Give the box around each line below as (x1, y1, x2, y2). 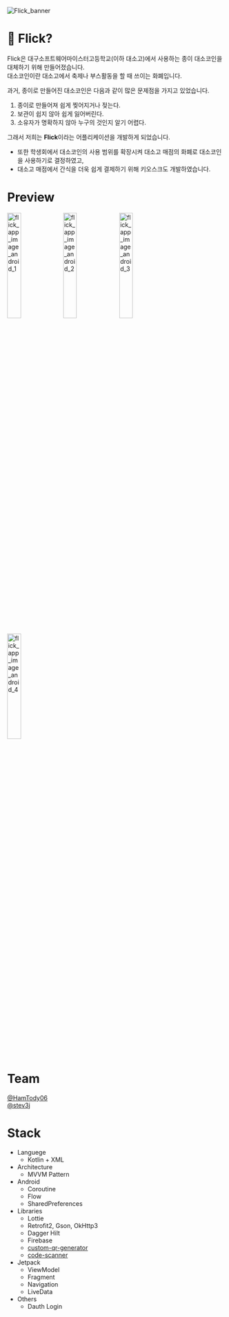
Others (17, 1295, 37, 1303)
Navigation (27, 1280, 59, 1288)
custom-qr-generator (27, 1243, 88, 1251)
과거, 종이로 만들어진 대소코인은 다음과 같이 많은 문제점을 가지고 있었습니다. (7, 86, 210, 95)
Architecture (17, 1162, 53, 1171)
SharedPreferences (27, 1199, 83, 1208)
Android (17, 1177, 40, 1186)
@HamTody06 (7, 1093, 48, 1102)
